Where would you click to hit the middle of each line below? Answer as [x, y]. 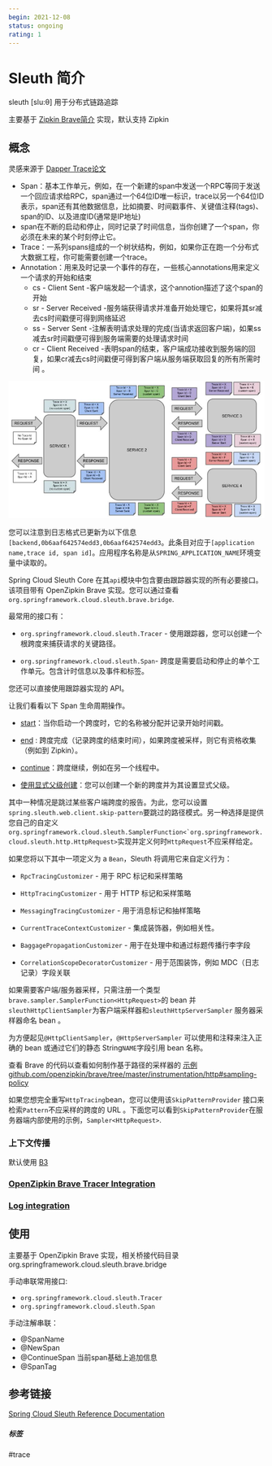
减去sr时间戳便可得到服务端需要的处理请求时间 [110, 338]
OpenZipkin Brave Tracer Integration [82, 1184]
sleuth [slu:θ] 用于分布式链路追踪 [63, 103]
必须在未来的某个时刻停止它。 [70, 237]
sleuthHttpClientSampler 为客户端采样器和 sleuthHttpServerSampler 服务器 [132, 1010]
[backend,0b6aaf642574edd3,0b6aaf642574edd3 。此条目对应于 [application [132, 542]
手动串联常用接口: [38, 1281]
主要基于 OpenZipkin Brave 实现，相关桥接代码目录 [94, 1255]
